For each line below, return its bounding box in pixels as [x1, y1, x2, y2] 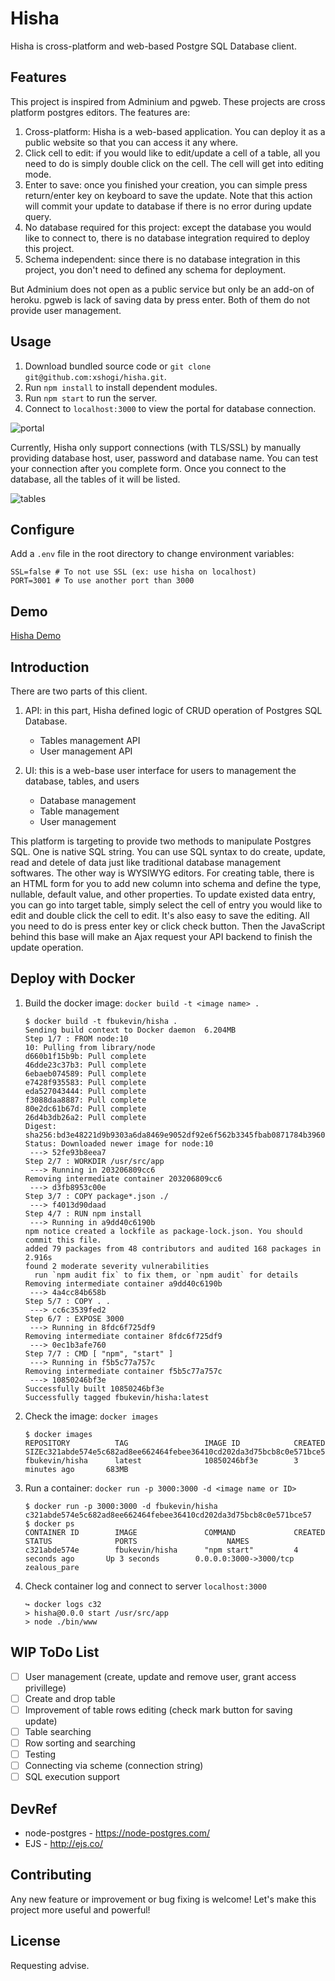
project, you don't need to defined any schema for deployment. [24, 263, 287, 276]
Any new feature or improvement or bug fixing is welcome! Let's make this [10, 1893, 317, 1905]
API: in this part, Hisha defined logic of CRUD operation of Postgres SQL [24, 705, 323, 716]
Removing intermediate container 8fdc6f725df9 [24, 1331, 223, 1341]
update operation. [10, 942, 84, 953]
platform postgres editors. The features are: [10, 106, 191, 118]
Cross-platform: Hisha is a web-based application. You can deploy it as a [24, 125, 326, 137]
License [10, 1933, 61, 1950]
